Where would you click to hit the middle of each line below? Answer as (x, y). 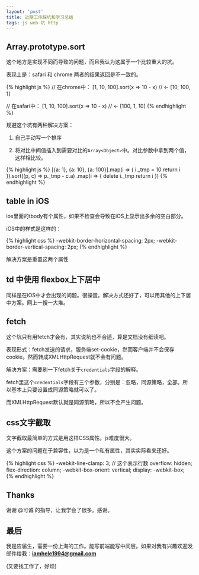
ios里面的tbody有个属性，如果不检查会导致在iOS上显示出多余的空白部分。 (96, 216)
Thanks (20, 495)
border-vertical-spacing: (36, 247)
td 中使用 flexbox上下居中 (53, 280)
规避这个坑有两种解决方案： (40, 125)
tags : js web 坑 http (32, 23)
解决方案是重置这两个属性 (37, 259)
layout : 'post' (25, 12)
